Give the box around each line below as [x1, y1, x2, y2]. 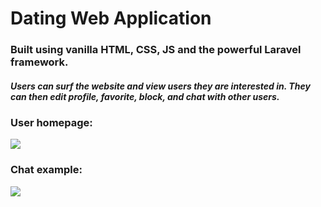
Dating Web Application [10, 7, 212, 30]
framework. [10, 55, 69, 69]
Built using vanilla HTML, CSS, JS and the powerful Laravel [10, 43, 302, 57]
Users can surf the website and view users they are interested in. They [10, 80, 311, 92]
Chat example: [10, 163, 83, 177]
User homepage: [10, 116, 93, 130]
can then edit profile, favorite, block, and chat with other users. [10, 90, 280, 102]
